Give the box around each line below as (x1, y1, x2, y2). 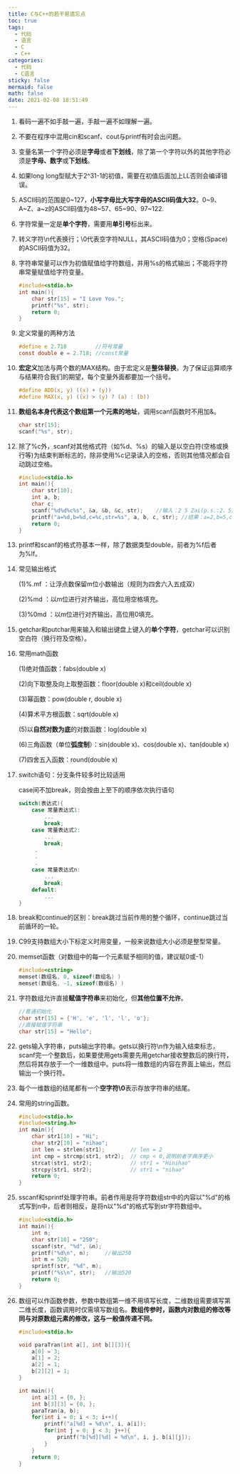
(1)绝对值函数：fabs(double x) (18, 665, 106, 673)
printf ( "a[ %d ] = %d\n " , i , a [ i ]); (44, 1421, 147, 1428)
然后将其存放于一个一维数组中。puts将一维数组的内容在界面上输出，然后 (18, 1060, 231, 1068)
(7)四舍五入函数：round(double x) (18, 755, 118, 764)
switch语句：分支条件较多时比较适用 (18, 771, 125, 779)
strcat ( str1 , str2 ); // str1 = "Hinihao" (31, 1160, 192, 1167)
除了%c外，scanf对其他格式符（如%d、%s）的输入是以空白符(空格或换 (18, 441, 229, 450)
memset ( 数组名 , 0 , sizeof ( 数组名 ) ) (18, 973, 121, 981)
